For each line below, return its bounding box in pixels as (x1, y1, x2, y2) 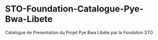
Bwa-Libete (5, 13, 53, 25)
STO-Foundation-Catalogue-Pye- (5, 3, 144, 14)
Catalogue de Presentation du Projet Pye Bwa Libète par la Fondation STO (5, 29, 153, 35)
